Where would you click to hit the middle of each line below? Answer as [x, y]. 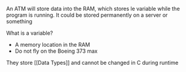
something [19, 21]
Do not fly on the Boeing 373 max [56, 51]
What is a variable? [30, 33]
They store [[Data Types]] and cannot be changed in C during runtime [92, 63]
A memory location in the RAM [53, 45]
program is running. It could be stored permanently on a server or [87, 15]
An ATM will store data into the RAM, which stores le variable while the [93, 9]
